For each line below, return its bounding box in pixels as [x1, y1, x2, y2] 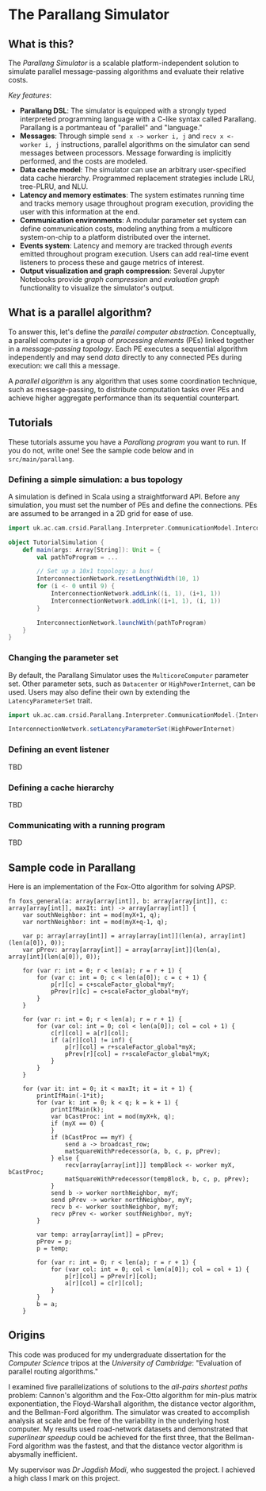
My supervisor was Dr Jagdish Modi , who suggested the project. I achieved [8, 1465, 256, 1474]
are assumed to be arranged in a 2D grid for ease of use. [8, 508, 194, 518]
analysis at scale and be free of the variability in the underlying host [8, 1416, 230, 1425]
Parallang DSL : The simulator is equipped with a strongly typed [19, 106, 227, 115]
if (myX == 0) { [50, 1119, 104, 1128]
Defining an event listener [8, 744, 110, 755]
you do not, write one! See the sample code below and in [8, 445, 194, 455]
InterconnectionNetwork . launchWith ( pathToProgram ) [36, 618, 207, 626]
